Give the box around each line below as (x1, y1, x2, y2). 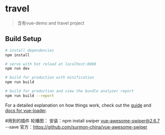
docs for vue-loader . (5, 107, 47, 113)
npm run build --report (5, 93, 55, 98)
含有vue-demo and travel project (17, 20, 85, 26)
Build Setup (5, 35, 42, 43)
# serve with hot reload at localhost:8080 (5, 62, 97, 67)
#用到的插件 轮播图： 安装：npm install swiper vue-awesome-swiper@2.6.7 (5, 118, 160, 124)
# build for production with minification (5, 75, 94, 80)
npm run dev (5, 66, 30, 71)
